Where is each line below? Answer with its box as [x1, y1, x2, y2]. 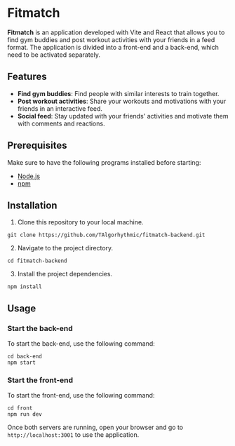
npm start [7, 359, 36, 366]
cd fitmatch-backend [7, 257, 68, 264]
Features [7, 71, 47, 83]
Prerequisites [7, 140, 67, 151]
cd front [7, 405, 33, 412]
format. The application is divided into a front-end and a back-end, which [7, 43, 219, 51]
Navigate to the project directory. [17, 244, 114, 252]
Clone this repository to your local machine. [17, 218, 144, 227]
